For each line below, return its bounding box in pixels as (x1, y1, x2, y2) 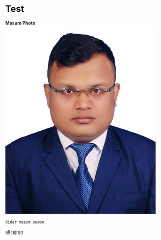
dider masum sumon (5, 220, 44, 225)
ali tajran (5, 229, 23, 235)
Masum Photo (5, 20, 36, 26)
